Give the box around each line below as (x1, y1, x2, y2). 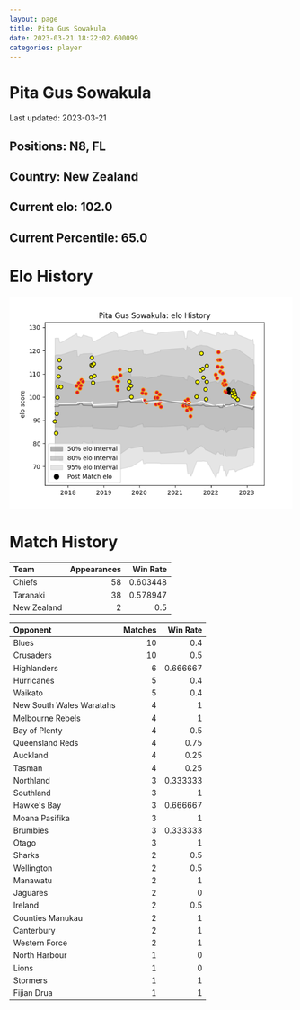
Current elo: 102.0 (9, 199, 113, 215)
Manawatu (13, 874, 52, 885)
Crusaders (13, 650, 52, 660)
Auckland (13, 750, 49, 761)
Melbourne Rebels (13, 713, 81, 723)
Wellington (13, 863, 53, 873)
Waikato (13, 687, 43, 698)
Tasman (13, 762, 43, 773)
